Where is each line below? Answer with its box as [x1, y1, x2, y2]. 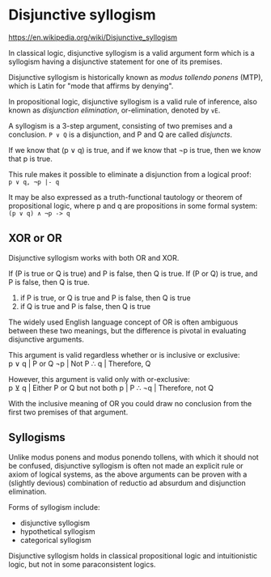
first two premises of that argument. [8, 407, 129, 417]
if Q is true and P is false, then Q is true [19, 301, 151, 311]
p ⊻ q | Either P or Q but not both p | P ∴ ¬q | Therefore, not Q [8, 383, 214, 392]
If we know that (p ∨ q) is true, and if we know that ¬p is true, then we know [8, 145, 261, 155]
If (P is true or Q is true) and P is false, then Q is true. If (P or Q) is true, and [8, 269, 258, 278]
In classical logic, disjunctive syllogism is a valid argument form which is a [8, 48, 255, 57]
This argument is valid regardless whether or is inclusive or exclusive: [8, 350, 240, 359]
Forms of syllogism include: [8, 502, 100, 511]
